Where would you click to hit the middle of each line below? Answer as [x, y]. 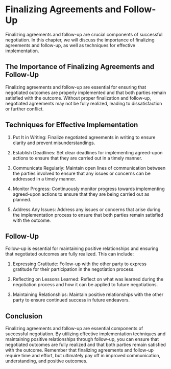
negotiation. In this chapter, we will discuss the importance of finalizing [80, 40]
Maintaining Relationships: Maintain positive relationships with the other [88, 294]
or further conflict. [25, 109]
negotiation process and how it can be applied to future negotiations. [85, 285]
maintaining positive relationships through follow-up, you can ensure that [82, 339]
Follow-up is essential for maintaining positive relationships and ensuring [82, 248]
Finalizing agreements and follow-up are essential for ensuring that [76, 87]
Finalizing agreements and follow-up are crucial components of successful [84, 34]
